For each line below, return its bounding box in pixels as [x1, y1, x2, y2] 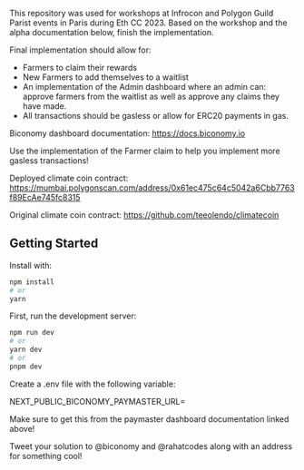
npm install [9, 277, 54, 287]
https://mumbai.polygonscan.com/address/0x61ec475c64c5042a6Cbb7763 [9, 182, 295, 193]
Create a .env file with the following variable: [9, 378, 176, 389]
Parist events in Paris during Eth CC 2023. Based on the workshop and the [9, 17, 288, 28]
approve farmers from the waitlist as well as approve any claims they [22, 91, 279, 102]
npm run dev [9, 328, 54, 338]
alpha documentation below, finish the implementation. [9, 27, 215, 37]
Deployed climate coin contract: [9, 172, 129, 183]
